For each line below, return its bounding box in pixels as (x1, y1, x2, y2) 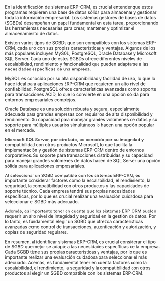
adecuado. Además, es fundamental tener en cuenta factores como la (5, 260, 147, 265)
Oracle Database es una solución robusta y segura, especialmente (5, 106, 140, 112)
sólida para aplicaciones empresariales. (5, 163, 86, 169)
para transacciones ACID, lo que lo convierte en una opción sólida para (5, 91, 149, 97)
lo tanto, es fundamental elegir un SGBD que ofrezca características (5, 219, 143, 224)
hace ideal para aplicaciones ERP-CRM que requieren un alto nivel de (5, 81, 146, 87)
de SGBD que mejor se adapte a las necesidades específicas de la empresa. (5, 244, 160, 249)
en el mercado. (5, 127, 36, 133)
